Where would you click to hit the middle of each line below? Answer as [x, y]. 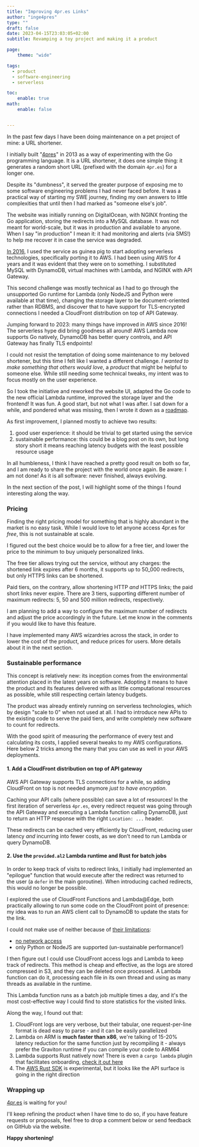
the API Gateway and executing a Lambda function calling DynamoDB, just [97, 812]
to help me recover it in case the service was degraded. [74, 240]
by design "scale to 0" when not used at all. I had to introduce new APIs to [97, 713]
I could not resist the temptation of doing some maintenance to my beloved [98, 354]
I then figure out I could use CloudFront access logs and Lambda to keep [95, 958]
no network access [39, 941]
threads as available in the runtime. [49, 983]
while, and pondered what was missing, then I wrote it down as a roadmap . [98, 410]
